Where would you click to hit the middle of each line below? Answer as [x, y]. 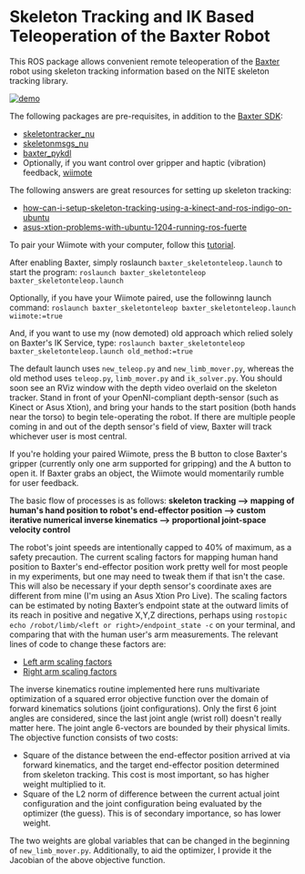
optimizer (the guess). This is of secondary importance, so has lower [152, 813]
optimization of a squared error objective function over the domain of [139, 698]
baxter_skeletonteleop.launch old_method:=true [102, 351]
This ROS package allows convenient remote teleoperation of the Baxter [145, 61]
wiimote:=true [36, 316]
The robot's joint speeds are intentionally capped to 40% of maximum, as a [151, 547]
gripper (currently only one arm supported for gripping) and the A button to [150, 463]
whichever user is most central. [68, 436]
